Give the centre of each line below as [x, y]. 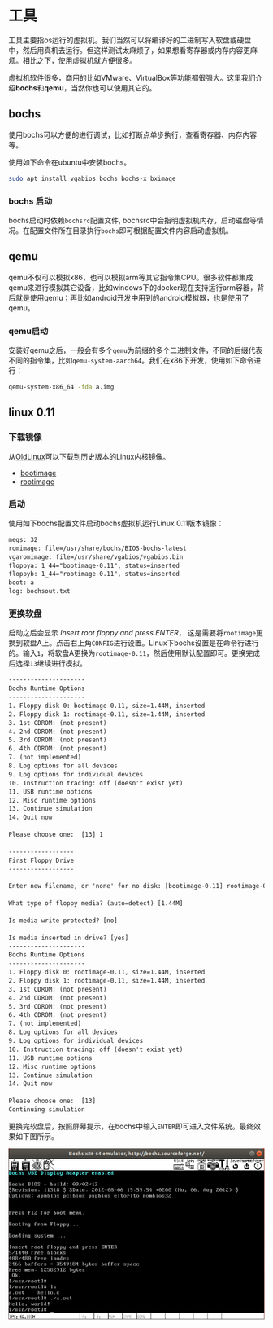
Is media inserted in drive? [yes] [69, 938]
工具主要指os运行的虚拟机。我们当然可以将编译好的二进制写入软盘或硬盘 [130, 40]
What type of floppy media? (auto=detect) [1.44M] [96, 904]
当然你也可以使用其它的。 [113, 88]
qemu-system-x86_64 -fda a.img [61, 387]
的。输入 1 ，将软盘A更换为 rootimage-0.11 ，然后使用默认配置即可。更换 [127, 653]
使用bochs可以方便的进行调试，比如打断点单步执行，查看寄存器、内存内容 [133, 134]
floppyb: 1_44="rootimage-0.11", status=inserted [94, 574]
